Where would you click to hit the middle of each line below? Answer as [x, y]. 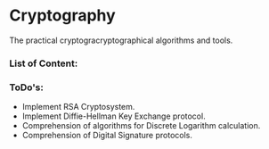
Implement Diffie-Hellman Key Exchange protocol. [114, 116]
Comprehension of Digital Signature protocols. [107, 136]
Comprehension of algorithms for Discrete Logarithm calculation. [141, 126]
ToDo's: [27, 87]
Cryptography [62, 16]
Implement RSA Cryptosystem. [78, 107]
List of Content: [44, 63]
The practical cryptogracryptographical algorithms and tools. [121, 40]
